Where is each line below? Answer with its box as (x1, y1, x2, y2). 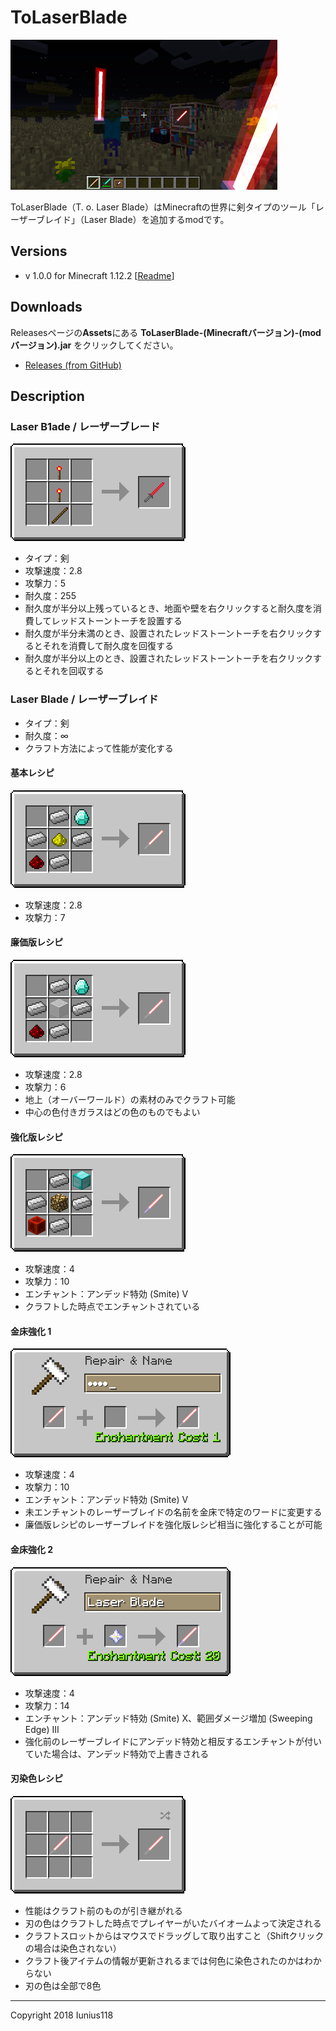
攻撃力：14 (24, 1699, 70, 1711)
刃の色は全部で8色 (24, 1979, 102, 1991)
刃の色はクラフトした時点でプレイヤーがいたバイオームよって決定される (24, 1917, 322, 1929)
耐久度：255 (24, 590, 77, 602)
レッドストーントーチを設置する (51, 615, 183, 627)
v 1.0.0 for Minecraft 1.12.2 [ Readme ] (24, 269, 175, 281)
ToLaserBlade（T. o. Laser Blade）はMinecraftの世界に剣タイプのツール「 (10, 201, 316, 213)
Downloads (10, 299, 83, 316)
